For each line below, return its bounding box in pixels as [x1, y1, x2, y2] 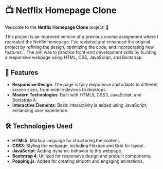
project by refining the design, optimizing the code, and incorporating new [5, 44, 154, 50]
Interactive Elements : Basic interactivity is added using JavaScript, [12, 102, 147, 108]
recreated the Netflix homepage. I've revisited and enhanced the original [5, 38, 150, 45]
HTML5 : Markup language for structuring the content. [12, 137, 121, 143]
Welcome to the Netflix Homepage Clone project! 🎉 [5, 24, 109, 30]
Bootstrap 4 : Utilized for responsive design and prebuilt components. [12, 153, 152, 159]
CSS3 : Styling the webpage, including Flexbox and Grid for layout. [12, 143, 145, 149]
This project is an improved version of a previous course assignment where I [5, 34, 159, 39]
